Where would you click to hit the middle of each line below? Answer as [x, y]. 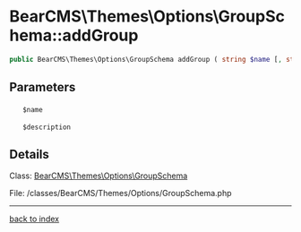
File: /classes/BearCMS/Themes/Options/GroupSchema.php [120, 193]
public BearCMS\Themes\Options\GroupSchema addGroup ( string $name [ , [146, 59]
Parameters [43, 87]
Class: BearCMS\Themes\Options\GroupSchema [99, 176]
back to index [34, 219]
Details [29, 155]
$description [47, 127]
